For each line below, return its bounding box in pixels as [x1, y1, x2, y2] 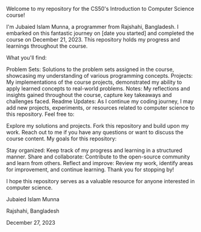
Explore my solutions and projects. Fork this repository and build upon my [6, 122, 189, 129]
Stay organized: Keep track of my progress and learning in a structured [6, 147, 182, 154]
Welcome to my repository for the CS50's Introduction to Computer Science [6, 5, 194, 12]
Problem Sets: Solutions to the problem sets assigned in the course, [6, 66, 175, 73]
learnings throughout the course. [6, 42, 88, 49]
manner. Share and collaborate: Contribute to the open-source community [6, 153, 190, 160]
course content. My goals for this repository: [6, 135, 117, 142]
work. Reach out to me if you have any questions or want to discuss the [6, 129, 184, 136]
